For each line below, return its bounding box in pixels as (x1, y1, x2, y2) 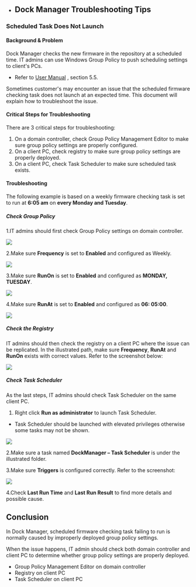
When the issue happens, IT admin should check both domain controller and (6, 545, 190, 552)
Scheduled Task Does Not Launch (6, 22, 104, 30)
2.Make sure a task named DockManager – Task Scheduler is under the (6, 449, 180, 456)
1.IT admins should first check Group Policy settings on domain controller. (6, 227, 184, 234)
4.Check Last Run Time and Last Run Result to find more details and (6, 489, 172, 496)
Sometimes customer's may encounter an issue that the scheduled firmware (6, 85, 190, 92)
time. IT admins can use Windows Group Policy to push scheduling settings (6, 56, 188, 63)
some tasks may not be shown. (14, 426, 90, 433)
